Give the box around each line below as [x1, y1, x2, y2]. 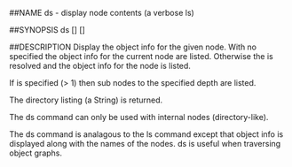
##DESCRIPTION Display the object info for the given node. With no [9, 42, 257, 52]
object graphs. [9, 148, 63, 158]
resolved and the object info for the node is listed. [9, 61, 191, 71]
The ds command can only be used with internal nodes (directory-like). [9, 112, 269, 122]
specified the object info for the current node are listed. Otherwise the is [9, 51, 273, 61]
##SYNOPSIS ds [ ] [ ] [9, 25, 86, 34]
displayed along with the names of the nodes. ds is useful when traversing [9, 139, 281, 148]
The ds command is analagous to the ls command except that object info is [9, 129, 284, 140]
